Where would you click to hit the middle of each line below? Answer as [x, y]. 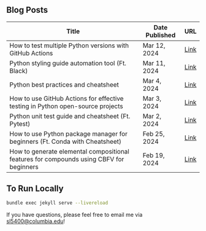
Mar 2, [152, 116]
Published [161, 35]
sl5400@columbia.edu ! [36, 221]
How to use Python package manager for [68, 133]
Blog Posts [27, 10]
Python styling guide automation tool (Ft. [68, 63]
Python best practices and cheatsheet [64, 84]
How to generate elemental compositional [70, 151]
